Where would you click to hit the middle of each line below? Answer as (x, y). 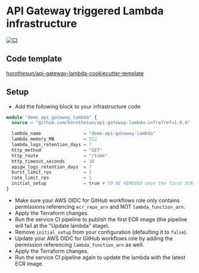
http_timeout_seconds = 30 (53, 161)
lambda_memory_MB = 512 (54, 139)
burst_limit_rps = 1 (52, 172)
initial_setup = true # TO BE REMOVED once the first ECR (102, 184)
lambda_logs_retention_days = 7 (52, 145)
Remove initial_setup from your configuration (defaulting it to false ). (101, 232)
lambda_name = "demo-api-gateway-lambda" (84, 134)
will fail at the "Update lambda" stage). (62, 225)
